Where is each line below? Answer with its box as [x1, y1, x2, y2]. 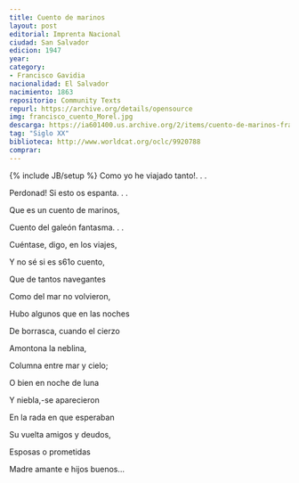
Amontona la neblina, [9, 342, 87, 353]
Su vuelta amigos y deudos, [9, 429, 111, 439]
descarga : [9, 121, 46, 130]
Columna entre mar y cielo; [9, 360, 109, 371]
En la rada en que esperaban [9, 412, 115, 422]
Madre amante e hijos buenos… [9, 463, 125, 474]
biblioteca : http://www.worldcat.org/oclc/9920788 [9, 137, 201, 146]
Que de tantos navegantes [9, 274, 107, 284]
